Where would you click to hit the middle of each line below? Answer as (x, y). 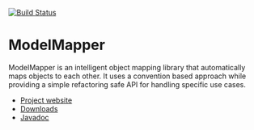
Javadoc (35, 117)
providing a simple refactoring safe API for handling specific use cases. (127, 84)
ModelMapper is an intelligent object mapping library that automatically (127, 67)
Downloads (39, 108)
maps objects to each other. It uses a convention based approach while (127, 76)
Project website (46, 100)
